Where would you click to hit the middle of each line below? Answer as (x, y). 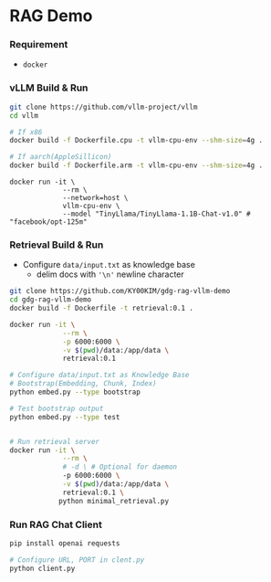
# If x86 (26, 132)
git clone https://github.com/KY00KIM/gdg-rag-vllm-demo (120, 291)
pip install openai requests (65, 544)
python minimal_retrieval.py (114, 501)
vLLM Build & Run (49, 88)
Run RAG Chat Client (56, 524)
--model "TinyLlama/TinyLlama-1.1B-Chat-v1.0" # (156, 214)
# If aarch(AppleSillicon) (61, 157)
